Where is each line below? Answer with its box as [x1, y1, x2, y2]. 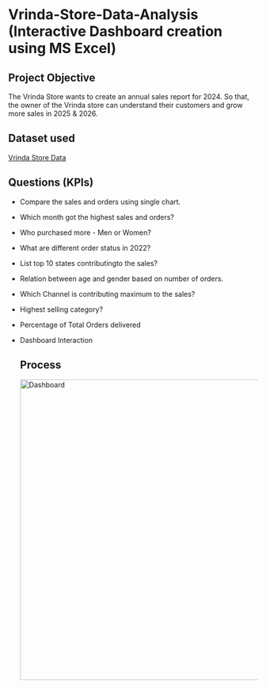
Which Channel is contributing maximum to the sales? [19, 289, 196, 298]
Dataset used [8, 132, 75, 145]
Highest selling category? [19, 304, 104, 314]
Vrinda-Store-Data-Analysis [8, 6, 199, 24]
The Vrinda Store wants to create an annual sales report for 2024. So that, [8, 92, 249, 101]
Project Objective [8, 71, 96, 84]
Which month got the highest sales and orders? [19, 212, 175, 221]
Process [19, 359, 62, 372]
